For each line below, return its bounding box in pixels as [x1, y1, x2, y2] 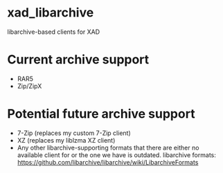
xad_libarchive [7, 5, 94, 21]
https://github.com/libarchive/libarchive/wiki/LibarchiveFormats [17, 158, 199, 166]
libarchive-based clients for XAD [7, 28, 100, 36]
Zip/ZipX [17, 81, 42, 90]
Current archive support [7, 52, 150, 68]
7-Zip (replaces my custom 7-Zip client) [17, 129, 132, 137]
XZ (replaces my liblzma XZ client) [17, 136, 116, 144]
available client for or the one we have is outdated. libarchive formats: [17, 150, 216, 159]
